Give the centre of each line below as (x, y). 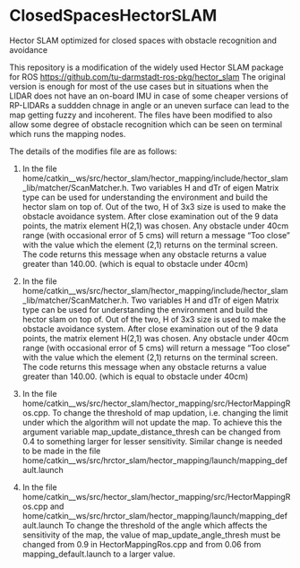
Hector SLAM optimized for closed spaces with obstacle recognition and (143, 40)
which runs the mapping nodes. (68, 133)
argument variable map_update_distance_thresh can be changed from (151, 432)
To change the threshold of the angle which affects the (167, 525)
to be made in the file (61, 451)
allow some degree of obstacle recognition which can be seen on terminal (146, 124)
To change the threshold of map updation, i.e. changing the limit (170, 412)
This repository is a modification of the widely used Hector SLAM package (146, 67)
